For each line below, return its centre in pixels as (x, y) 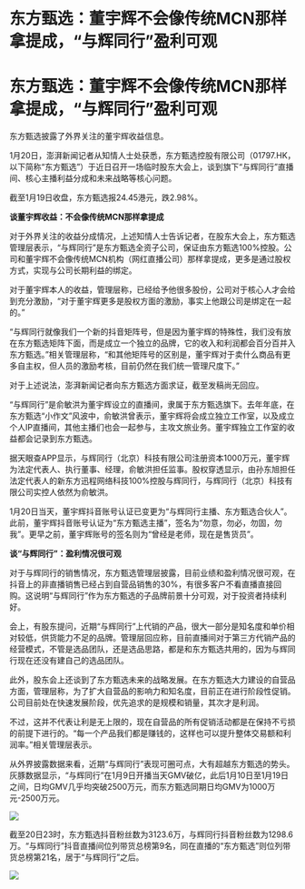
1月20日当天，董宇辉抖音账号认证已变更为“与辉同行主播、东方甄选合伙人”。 (151, 511)
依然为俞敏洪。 (85, 492)
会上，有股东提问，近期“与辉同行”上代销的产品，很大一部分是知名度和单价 (148, 626)
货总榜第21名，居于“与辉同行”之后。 (77, 857)
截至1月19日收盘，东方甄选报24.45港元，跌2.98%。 (106, 197)
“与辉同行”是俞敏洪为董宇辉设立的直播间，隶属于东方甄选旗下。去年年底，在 (152, 405)
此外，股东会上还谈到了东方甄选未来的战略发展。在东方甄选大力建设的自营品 (152, 680)
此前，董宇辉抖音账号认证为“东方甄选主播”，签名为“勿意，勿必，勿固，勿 (146, 523)
